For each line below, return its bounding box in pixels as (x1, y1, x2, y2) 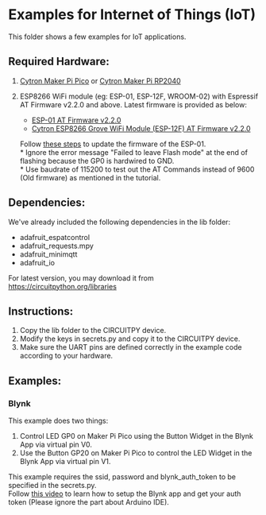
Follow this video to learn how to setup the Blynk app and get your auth (8, 489, 241, 498)
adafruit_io (19, 257, 56, 267)
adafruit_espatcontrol (19, 232, 90, 242)
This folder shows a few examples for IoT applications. (8, 32, 187, 41)
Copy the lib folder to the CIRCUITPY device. (19, 326, 167, 335)
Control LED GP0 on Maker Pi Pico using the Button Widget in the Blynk (19, 432, 254, 441)
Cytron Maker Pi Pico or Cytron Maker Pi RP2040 (19, 76, 181, 85)
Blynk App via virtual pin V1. (19, 457, 111, 467)
